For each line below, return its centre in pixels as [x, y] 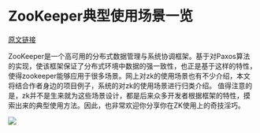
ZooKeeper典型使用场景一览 [101, 16]
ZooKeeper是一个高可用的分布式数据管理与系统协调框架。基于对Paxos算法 [129, 56]
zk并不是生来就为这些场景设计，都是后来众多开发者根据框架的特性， [133, 95]
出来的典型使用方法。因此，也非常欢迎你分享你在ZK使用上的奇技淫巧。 [130, 105]
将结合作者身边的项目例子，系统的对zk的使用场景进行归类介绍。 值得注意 [127, 85]
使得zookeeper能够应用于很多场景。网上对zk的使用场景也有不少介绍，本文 [129, 76]
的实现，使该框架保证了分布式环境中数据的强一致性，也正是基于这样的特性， [132, 66]
